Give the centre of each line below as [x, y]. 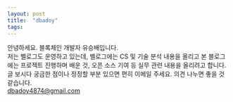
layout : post [26, 14]
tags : [15, 27]
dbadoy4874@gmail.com [44, 91]
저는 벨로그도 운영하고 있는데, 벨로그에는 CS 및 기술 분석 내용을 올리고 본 [107, 56]
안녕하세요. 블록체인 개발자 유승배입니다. [63, 48]
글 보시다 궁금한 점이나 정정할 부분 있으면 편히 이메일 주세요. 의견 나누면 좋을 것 [116, 74]
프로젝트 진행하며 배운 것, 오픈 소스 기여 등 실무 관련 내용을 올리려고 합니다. [123, 65]
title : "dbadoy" [33, 20]
